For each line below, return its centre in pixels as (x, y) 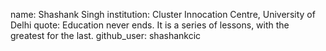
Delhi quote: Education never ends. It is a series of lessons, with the (150, 25)
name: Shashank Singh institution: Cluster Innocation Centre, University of (163, 14)
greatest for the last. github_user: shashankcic (106, 35)
